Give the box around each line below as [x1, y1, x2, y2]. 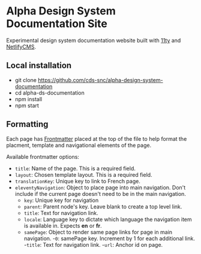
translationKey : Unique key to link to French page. [14, 177, 141, 185]
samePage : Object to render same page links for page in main [23, 228, 173, 235]
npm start [14, 102, 39, 109]
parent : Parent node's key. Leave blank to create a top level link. [23, 202, 182, 210]
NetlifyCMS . [6, 43, 37, 50]
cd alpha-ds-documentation [14, 89, 85, 96]
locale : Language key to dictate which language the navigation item [23, 216, 192, 223]
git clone [14, 76, 37, 83]
